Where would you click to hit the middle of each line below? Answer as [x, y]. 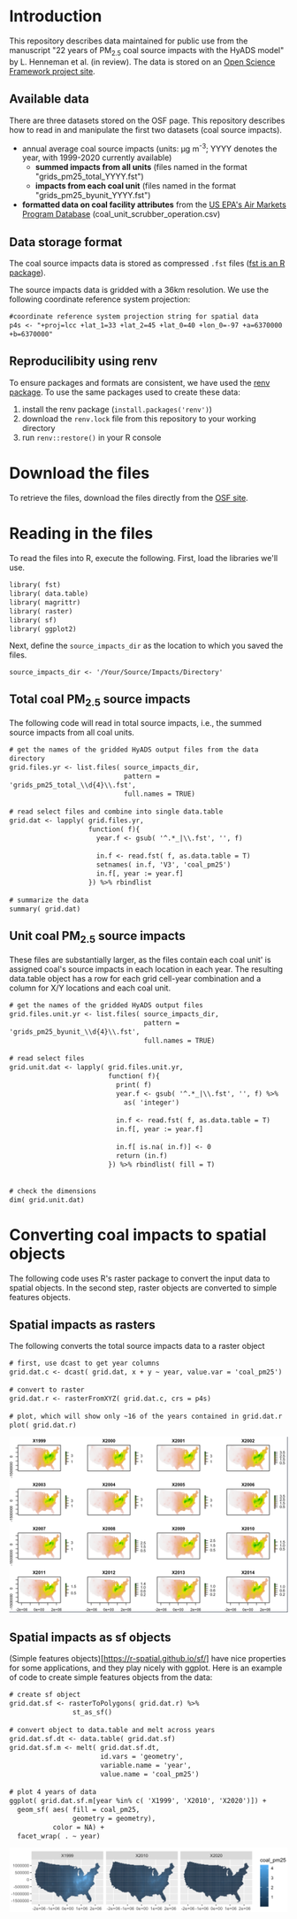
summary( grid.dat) [45, 909]
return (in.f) [142, 1156]
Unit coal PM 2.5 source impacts [97, 937]
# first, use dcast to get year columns [85, 1364]
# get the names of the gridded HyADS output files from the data [134, 750]
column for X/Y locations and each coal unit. [90, 988]
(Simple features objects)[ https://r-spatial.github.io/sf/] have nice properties [148, 1659]
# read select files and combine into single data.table [116, 812]
